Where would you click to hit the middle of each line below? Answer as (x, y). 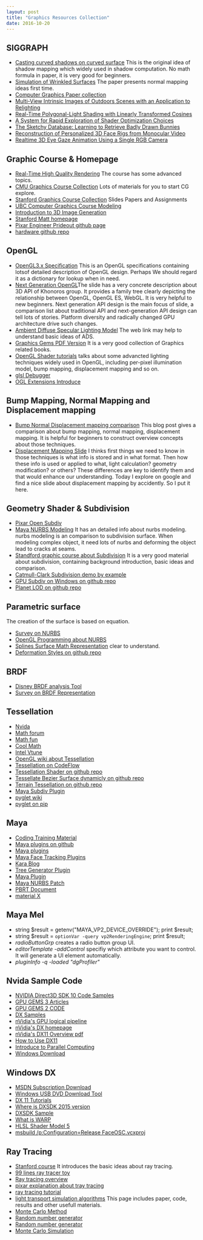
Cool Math (28, 745)
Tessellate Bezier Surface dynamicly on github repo (79, 778)
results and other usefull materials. (58, 1205)
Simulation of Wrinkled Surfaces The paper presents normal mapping (101, 82)
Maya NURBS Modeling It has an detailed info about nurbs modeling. (101, 530)
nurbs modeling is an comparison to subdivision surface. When (94, 536)
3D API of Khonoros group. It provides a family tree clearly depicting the (105, 291)
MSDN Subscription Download (53, 1088)
